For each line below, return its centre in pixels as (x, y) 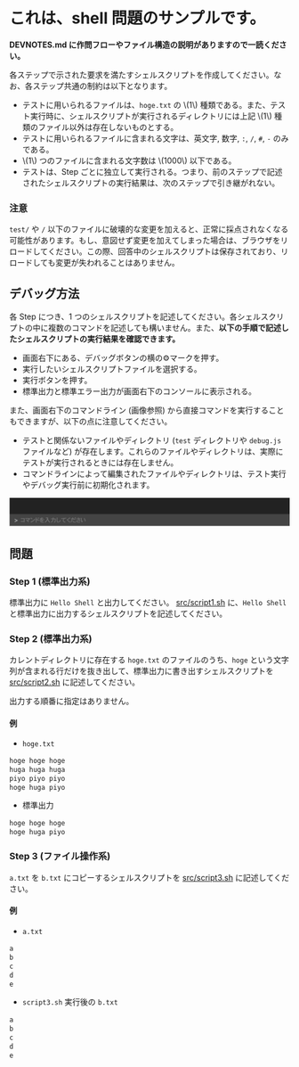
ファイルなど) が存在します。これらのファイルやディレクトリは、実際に (153, 452)
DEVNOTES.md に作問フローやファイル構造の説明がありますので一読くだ (144, 45)
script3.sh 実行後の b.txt (70, 1001)
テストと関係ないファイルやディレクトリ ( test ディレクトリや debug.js (152, 440)
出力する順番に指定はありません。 (72, 702)
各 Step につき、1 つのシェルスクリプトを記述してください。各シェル (135, 316)
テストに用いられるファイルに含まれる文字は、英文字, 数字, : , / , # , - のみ (155, 138)
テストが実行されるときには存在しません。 (100, 463)
